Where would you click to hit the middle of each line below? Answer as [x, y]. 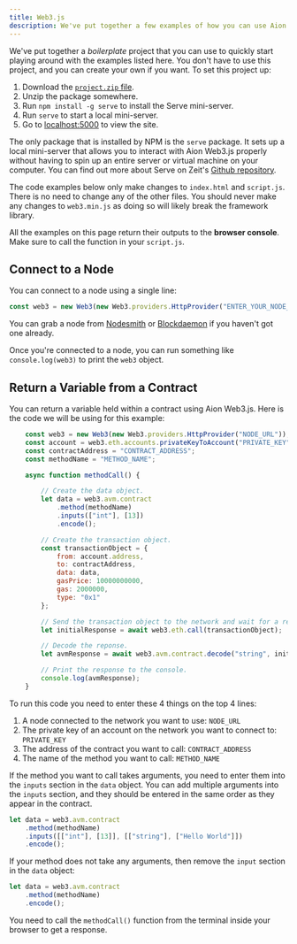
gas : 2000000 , [82, 589]
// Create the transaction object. [107, 540]
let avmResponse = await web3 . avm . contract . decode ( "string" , [156, 654]
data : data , [78, 573]
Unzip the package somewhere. [80, 96]
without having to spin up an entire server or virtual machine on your [134, 160]
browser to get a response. [58, 929]
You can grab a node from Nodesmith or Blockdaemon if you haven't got [141, 324]
